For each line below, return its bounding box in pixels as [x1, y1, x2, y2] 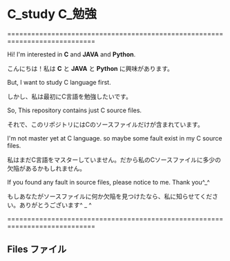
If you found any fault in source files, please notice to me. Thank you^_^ [7, 178, 211, 186]
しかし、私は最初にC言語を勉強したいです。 [7, 92, 133, 101]
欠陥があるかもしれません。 [7, 164, 86, 172]
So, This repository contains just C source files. [7, 106, 142, 114]
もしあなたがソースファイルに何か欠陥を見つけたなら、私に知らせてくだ [7, 192, 213, 200]
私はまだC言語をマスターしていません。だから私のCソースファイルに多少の [7, 156, 221, 164]
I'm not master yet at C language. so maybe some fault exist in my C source [7, 134, 222, 142]
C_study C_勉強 [7, 6, 97, 22]
